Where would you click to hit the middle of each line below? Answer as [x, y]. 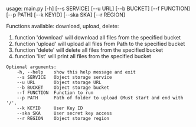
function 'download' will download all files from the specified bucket [98, 37]
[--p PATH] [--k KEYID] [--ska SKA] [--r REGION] [66, 15]
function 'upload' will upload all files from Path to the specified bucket [100, 44]
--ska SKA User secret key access [64, 113]
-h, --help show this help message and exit [76, 72]
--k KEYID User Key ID [50, 108]
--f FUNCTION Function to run [55, 93]
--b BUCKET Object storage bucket [63, 88]
